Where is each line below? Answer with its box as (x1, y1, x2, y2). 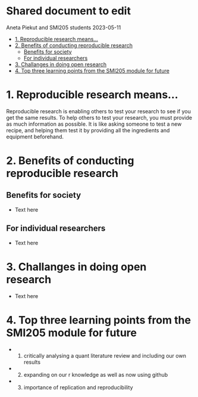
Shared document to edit (6, 4, 131, 18)
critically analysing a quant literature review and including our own (23, 352, 186, 359)
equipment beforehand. (6, 133, 64, 140)
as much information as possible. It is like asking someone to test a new (6, 120, 182, 128)
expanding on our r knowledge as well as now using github (23, 371, 168, 378)
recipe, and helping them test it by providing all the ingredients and (6, 126, 170, 134)
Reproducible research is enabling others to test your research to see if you (6, 107, 191, 114)
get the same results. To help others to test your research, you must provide (6, 114, 192, 121)
